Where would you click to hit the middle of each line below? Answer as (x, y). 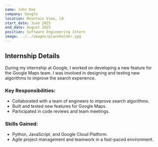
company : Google (21, 14)
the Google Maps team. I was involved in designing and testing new (72, 73)
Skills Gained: (22, 124)
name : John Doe (20, 9)
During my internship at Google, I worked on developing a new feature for (79, 68)
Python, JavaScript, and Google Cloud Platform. (60, 134)
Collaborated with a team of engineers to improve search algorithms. (80, 101)
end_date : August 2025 (28, 28)
